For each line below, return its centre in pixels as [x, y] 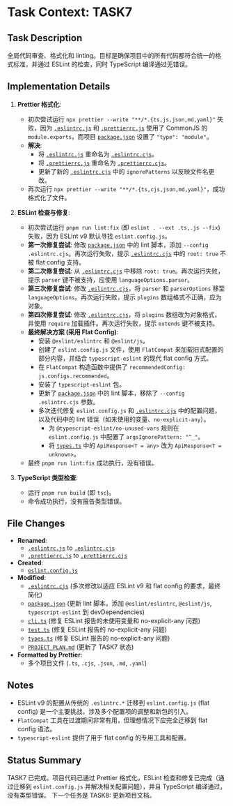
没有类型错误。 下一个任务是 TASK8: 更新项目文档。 [81, 796]
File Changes [36, 524]
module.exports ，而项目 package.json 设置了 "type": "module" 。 [120, 136]
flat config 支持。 [61, 262]
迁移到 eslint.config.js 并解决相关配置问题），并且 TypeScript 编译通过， [119, 786]
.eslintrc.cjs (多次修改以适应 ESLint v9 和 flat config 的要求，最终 [124, 585]
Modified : [32, 577]
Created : [30, 562]
